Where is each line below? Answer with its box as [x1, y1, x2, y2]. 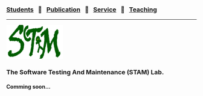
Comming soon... [6, 83, 51, 90]
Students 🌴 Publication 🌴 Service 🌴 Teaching [6, 5, 157, 14]
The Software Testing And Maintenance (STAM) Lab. [6, 68, 164, 77]
